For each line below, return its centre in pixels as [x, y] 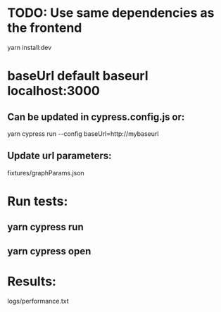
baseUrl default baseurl [78, 76]
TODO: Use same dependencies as [111, 13]
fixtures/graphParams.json [46, 173]
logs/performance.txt [38, 301]
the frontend [45, 28]
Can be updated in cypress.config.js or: [96, 117]
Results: [32, 281]
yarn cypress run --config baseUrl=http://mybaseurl [83, 133]
